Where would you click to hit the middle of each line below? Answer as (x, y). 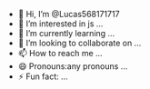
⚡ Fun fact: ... (43, 76)
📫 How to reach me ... (60, 53)
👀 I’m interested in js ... (60, 24)
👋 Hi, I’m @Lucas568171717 (69, 14)
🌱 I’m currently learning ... (66, 33)
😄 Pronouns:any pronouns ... (73, 66)
